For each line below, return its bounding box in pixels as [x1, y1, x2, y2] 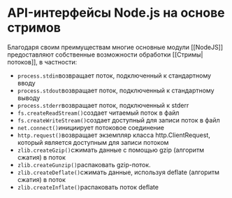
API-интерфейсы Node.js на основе [7, 5, 225, 21]
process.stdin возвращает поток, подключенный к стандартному [17, 71, 212, 80]
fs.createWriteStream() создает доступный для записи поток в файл [17, 115, 220, 124]
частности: [44, 57, 78, 66]
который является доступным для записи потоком [17, 138, 169, 146]
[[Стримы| [172, 50, 203, 59]
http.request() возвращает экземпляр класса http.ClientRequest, [17, 131, 211, 139]
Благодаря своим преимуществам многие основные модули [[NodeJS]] [7, 43, 224, 51]
